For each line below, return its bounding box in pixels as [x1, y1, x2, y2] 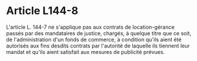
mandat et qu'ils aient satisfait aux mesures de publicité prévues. [6, 48, 165, 55]
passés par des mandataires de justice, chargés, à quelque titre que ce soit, [6, 29, 192, 36]
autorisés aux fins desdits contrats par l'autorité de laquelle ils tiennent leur [6, 42, 190, 49]
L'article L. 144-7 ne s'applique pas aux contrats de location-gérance [6, 23, 175, 30]
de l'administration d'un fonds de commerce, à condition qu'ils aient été [6, 36, 182, 43]
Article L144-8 [6, 4, 78, 18]
